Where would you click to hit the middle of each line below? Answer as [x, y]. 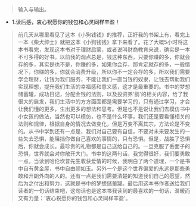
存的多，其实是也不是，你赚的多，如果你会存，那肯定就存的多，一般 [101, 64]
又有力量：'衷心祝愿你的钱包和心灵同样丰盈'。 [74, 198]
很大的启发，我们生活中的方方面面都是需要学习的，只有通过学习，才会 [104, 101]
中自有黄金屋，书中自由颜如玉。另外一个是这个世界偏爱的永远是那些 [101, 168]
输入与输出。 [33, 9]
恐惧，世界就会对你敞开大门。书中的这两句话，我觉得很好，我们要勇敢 [104, 153]
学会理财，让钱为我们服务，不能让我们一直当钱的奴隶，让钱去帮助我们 [104, 79]
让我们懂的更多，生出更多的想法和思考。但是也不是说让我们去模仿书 [101, 109]
